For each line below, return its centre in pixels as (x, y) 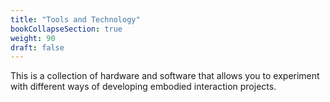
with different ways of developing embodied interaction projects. (143, 87)
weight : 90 (33, 38)
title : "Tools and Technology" (75, 19)
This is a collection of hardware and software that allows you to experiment (165, 76)
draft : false (37, 47)
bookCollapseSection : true (66, 29)
